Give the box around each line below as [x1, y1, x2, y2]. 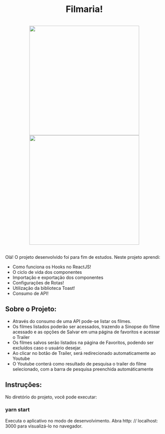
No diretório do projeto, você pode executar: [5, 394, 97, 400]
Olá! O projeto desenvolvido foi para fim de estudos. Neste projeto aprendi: [5, 254, 160, 260]
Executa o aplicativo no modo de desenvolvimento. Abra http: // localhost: [5, 417, 158, 423]
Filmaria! [65, 4, 103, 15]
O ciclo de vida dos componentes [12, 269, 82, 275]
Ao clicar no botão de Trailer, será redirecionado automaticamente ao [12, 350, 156, 356]
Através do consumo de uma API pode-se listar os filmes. [12, 318, 131, 324]
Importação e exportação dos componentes [12, 274, 104, 280]
